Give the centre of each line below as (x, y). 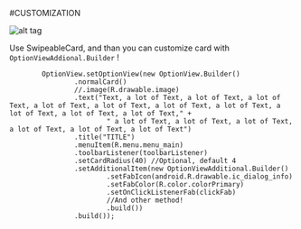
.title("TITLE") (104, 137)
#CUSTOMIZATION (45, 13)
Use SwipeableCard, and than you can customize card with (120, 48)
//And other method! (145, 200)
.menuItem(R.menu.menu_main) (128, 145)
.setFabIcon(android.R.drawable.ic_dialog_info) (200, 177)
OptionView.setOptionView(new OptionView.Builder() (141, 74)
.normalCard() (100, 82)
